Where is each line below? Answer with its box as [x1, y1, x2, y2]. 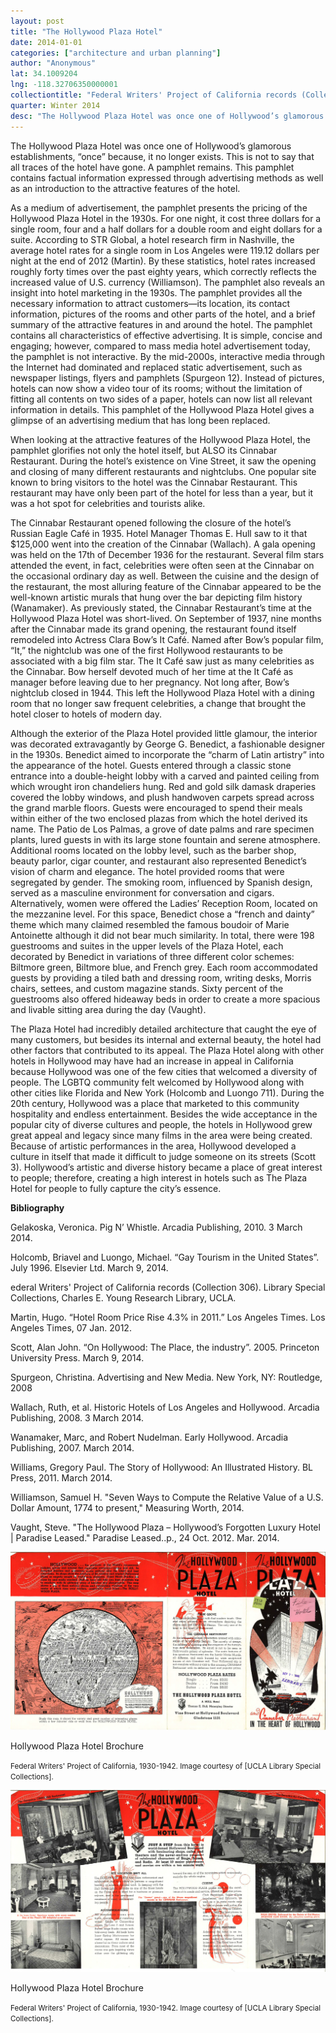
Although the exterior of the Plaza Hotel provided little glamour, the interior [10, 727, 318, 739]
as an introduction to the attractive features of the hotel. [10, 182, 241, 194]
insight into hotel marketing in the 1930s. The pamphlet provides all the [10, 286, 303, 299]
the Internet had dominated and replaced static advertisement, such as [10, 361, 303, 373]
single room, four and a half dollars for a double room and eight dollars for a [10, 223, 323, 235]
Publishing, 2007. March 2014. [10, 1441, 135, 1454]
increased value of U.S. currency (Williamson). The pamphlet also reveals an [10, 276, 325, 288]
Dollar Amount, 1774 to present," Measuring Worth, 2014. [10, 1501, 245, 1514]
